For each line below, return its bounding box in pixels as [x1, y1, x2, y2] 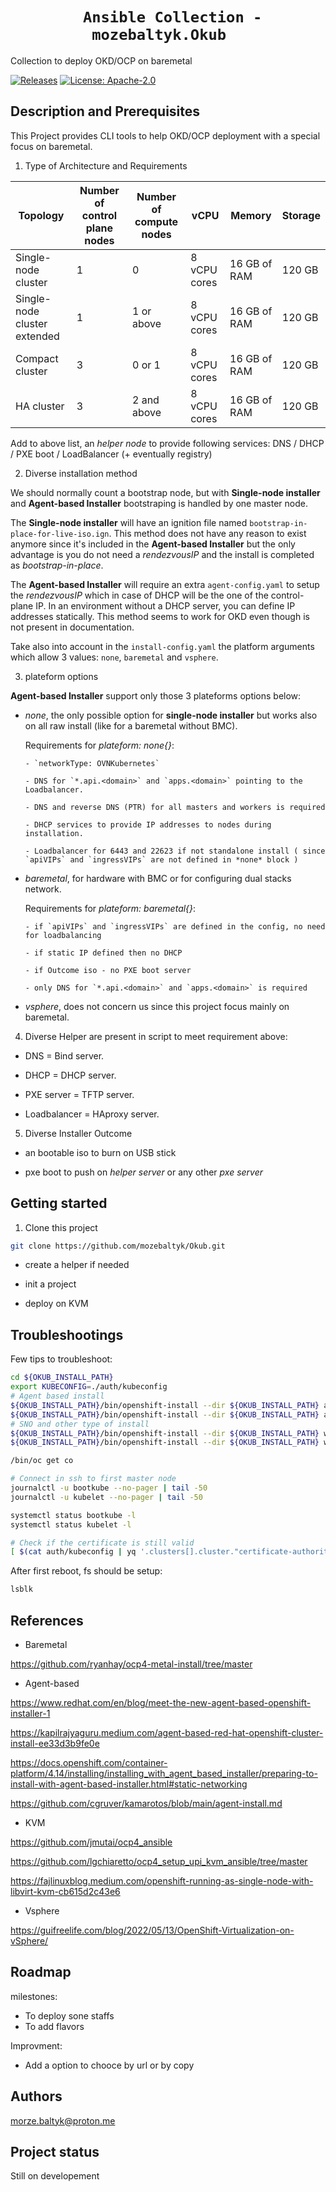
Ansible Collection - [82, 8, 263, 27]
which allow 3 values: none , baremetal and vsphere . [10, 651, 219, 663]
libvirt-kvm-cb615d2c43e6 [10, 1885, 121, 1897]
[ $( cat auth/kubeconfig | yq [10, 1547, 137, 1557]
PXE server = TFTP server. [24, 1088, 135, 1100]
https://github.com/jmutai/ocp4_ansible [10, 1836, 173, 1848]
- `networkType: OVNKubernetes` [24, 758, 160, 768]
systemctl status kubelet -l [10, 1519, 132, 1530]
